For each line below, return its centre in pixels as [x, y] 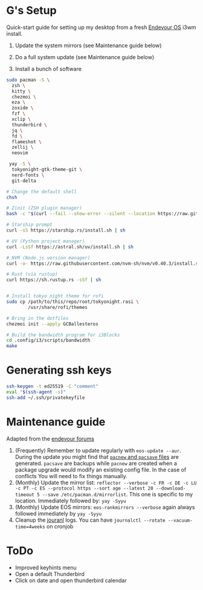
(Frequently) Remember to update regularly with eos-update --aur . [98, 450]
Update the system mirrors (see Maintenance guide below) [88, 45]
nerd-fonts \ [28, 175]
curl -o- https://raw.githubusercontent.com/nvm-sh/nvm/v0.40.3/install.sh [104, 264]
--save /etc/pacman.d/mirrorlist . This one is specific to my [118, 494]
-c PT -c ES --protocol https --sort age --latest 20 [84, 488]
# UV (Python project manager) [46, 241]
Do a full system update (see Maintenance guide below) [85, 57]
